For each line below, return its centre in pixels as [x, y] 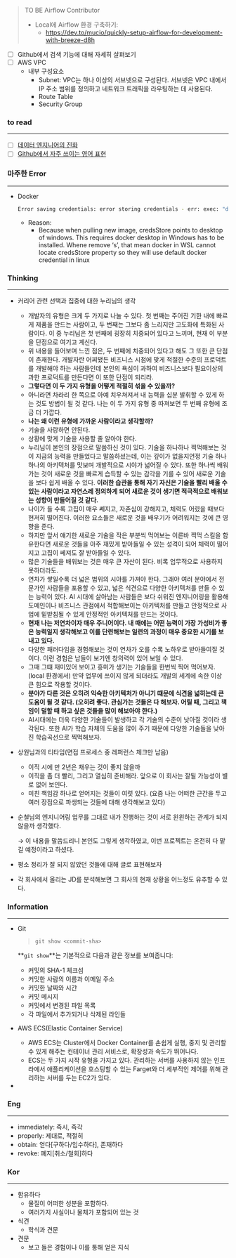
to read [20, 122]
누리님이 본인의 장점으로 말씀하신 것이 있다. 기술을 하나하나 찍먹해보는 [124, 447]
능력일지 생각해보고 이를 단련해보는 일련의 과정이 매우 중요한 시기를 [126, 632]
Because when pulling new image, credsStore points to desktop [131, 230]
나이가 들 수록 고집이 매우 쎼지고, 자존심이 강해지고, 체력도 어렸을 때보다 [126, 509]
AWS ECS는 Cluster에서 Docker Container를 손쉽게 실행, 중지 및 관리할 [127, 1043]
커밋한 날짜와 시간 [52, 988]
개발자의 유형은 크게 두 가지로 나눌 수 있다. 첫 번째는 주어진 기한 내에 [122, 316]
